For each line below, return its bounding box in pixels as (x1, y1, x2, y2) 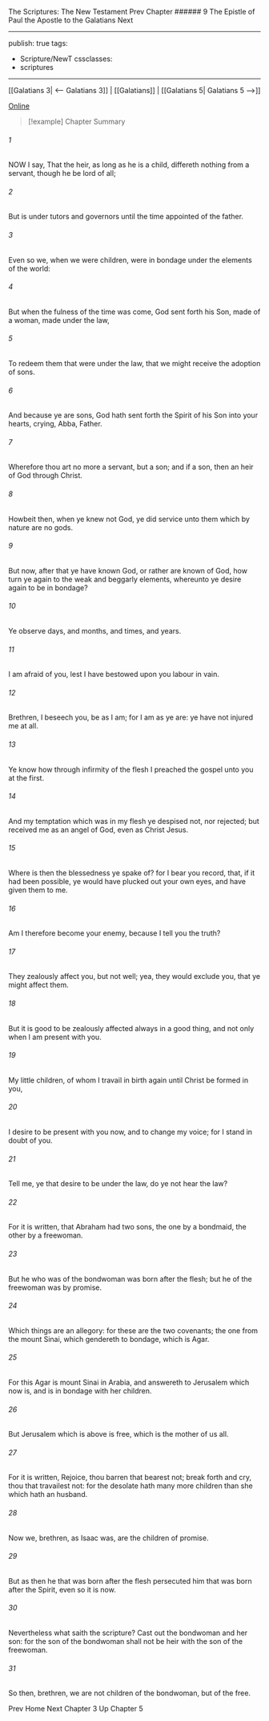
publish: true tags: (8, 39, 68, 47)
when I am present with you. (8, 1032, 102, 1042)
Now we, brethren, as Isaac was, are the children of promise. (8, 1533, 209, 1543)
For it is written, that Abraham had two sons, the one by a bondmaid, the (8, 1222, 247, 1232)
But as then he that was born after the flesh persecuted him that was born (8, 1576, 252, 1585)
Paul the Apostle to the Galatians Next (8, 15, 134, 25)
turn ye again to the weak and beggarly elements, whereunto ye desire (8, 574, 242, 584)
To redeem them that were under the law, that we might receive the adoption (8, 359, 261, 369)
